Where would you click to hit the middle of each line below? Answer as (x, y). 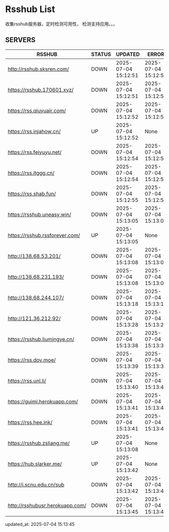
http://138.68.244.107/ (36, 297)
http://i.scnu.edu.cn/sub (36, 485)
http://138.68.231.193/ (36, 277)
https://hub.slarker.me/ (35, 463)
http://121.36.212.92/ (34, 318)
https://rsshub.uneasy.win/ (39, 214)
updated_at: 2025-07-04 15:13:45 (40, 524)
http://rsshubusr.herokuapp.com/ (47, 505)
